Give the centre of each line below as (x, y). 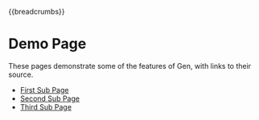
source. (21, 74)
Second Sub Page (50, 98)
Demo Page (47, 44)
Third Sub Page (46, 106)
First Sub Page (44, 90)
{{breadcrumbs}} (37, 12)
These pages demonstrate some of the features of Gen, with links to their (130, 66)
